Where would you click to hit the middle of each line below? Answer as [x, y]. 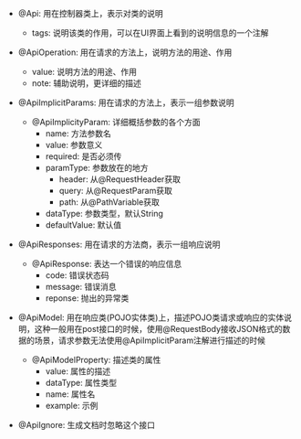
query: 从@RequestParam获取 [116, 191]
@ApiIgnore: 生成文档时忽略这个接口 [87, 425]
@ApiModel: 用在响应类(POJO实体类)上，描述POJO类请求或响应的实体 [151, 317]
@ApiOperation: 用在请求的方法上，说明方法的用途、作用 [125, 52]
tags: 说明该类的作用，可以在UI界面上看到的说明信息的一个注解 [150, 33]
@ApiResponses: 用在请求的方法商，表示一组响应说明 [119, 244]
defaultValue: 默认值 [83, 225]
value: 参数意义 [74, 145]
